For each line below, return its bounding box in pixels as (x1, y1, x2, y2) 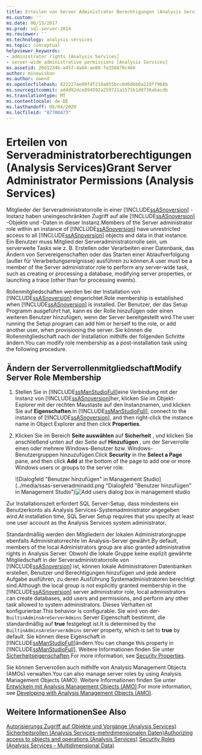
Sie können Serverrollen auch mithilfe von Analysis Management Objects (6, 664, 186, 671)
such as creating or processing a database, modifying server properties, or (6, 270, 192, 277)
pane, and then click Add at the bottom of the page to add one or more (14, 457, 191, 465)
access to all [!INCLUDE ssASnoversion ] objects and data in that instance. (6, 232, 188, 239)
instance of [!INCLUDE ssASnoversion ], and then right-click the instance (14, 414, 194, 421)
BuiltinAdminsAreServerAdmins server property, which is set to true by (6, 626, 180, 634)
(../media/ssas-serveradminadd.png (14, 482, 105, 489)
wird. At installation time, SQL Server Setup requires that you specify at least (6, 513, 194, 520)
